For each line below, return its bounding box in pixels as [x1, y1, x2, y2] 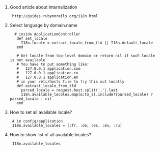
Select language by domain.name [9, 22, 78, 28]
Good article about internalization [9, 4, 78, 10]
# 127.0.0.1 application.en [16, 75, 79, 80]
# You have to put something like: [16, 62, 89, 67]
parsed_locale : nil [9, 96, 52, 101]
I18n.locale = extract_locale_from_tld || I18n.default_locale [21, 40, 153, 45]
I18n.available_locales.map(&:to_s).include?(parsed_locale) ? [21, 92, 153, 97]
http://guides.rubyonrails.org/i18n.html [12, 14, 98, 19]
